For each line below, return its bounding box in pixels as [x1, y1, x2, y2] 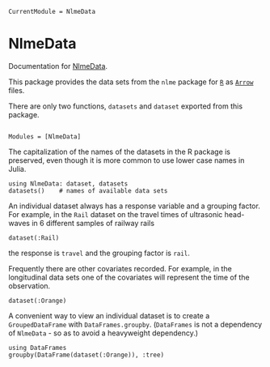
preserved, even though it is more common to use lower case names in [8, 155, 245, 165]
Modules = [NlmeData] [8, 132, 82, 141]
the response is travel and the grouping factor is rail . [8, 248, 190, 258]
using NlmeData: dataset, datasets [8, 179, 129, 188]
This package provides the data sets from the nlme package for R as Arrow [8, 77, 254, 87]
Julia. [8, 164, 27, 173]
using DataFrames [8, 344, 67, 352]
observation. [8, 280, 51, 291]
